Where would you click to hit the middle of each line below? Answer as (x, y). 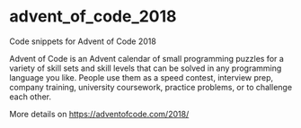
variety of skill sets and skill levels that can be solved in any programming (146, 68)
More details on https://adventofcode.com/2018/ (99, 114)
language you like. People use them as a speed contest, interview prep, (142, 77)
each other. (31, 97)
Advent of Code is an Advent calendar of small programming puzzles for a (147, 58)
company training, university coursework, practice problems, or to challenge (151, 87)
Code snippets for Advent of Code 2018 (83, 41)
